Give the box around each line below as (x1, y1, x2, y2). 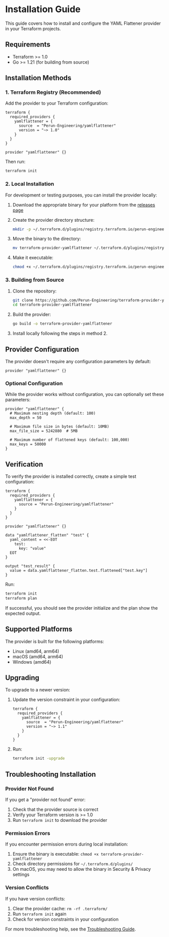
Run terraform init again (12, 911, 67, 917)
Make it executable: (12, 255, 53, 261)
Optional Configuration (5, 380, 63, 387)
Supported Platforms (5, 625, 73, 633)
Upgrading (5, 673, 39, 682)
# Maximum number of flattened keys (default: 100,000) (10, 437, 130, 442)
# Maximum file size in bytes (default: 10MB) (10, 424, 109, 429)
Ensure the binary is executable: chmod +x (12, 851, 99, 857)
